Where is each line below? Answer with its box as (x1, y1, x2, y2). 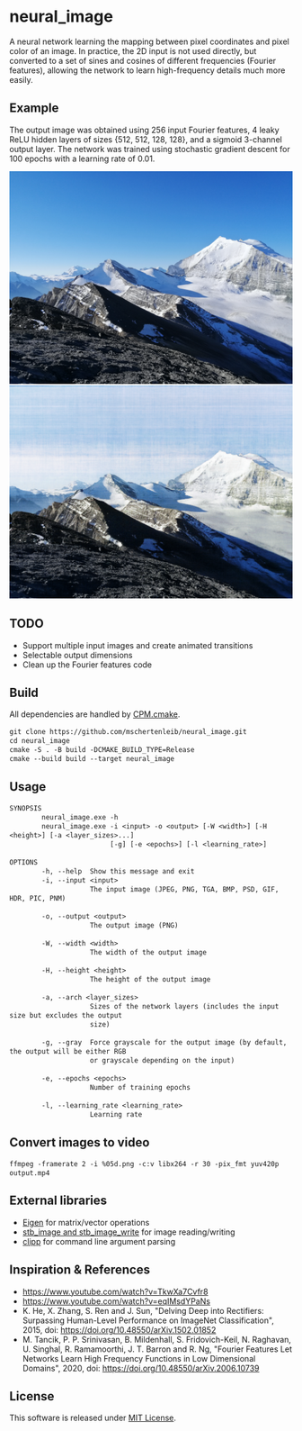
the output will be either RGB (9, 1047, 127, 1056)
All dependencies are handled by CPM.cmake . (9, 709, 181, 720)
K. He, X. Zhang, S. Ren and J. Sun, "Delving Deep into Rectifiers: (22, 1305, 264, 1316)
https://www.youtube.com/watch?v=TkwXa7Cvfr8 (22, 1286, 209, 1297)
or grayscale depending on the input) (89, 1056, 235, 1065)
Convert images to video (9, 1135, 150, 1150)
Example (9, 101, 59, 116)
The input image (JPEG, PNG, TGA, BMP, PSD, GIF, (89, 885, 280, 894)
